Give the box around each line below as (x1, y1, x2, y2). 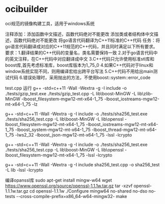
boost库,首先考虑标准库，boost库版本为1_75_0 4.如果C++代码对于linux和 (5, 62, 154, 68)
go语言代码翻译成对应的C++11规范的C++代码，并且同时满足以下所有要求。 (5, 43, 158, 49)
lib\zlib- (137, 90, 153, 96)
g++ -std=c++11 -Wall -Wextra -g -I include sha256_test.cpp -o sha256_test (5, 161, 160, 167)
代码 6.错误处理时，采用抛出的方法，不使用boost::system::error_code (9, 74, 151, 80)
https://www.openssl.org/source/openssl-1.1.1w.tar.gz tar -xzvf (5, 183, 133, 189)
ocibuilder (5, 3, 48, 15)
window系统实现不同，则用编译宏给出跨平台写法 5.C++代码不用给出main (5, 68, 154, 74)
